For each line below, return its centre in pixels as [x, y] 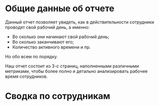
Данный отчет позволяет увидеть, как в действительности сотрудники [80, 22]
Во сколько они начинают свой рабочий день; [61, 37]
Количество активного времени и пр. [51, 47]
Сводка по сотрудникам [58, 96]
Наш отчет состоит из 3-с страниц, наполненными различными [72, 66]
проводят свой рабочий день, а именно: [47, 27]
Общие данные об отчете [60, 9]
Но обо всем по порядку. [31, 56]
